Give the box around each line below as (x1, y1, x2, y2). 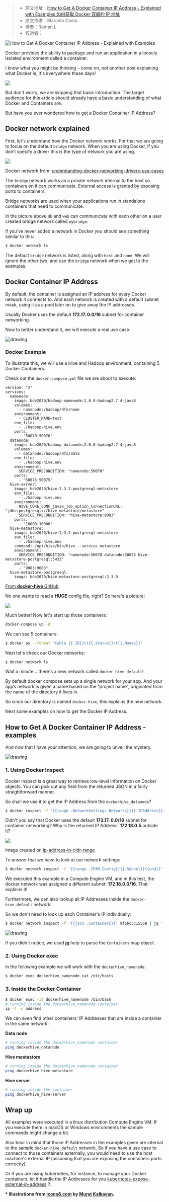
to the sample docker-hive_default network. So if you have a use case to (5, 1145, 157, 1151)
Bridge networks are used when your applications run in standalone (5, 198, 146, 204)
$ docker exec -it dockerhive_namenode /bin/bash (5, 997, 112, 1002)
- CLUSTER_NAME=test (18, 416, 62, 421)
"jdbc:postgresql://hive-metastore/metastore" (5, 508, 105, 513)
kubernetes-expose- (107, 1176, 150, 1182)
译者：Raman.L (25, 24, 57, 30)
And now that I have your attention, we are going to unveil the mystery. (5, 744, 152, 750)
